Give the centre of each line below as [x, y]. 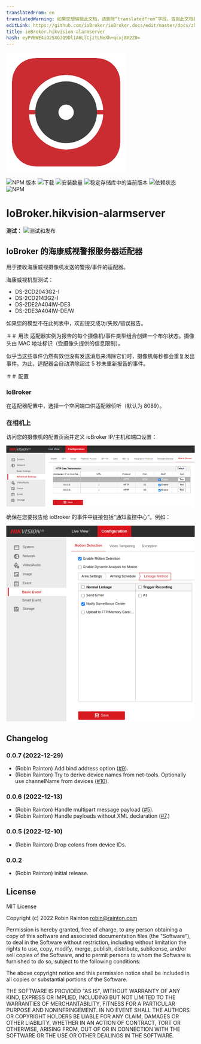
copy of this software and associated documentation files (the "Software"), [99, 936]
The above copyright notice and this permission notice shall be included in [98, 973]
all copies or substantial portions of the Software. [67, 979]
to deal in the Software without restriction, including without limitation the [96, 942]
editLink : [19, 25]
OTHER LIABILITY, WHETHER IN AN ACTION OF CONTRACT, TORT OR [93, 1022]
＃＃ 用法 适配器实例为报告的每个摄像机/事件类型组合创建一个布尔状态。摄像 [100, 336]
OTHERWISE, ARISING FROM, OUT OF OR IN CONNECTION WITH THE [93, 1029]
